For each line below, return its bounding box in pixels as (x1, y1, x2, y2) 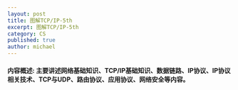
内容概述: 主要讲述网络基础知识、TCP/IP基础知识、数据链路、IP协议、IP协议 (7, 66, 231, 74)
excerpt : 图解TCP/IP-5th (7, 23, 79, 30)
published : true (7, 37, 56, 44)
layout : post (7, 10, 46, 18)
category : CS (7, 30, 46, 38)
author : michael (7, 43, 56, 50)
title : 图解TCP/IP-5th (7, 17, 73, 24)
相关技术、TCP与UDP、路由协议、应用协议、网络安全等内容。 (7, 75, 190, 84)
